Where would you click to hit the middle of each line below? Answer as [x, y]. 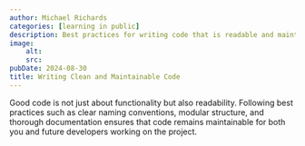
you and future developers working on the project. [103, 131]
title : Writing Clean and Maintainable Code [95, 77]
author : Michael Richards [58, 18]
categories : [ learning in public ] [75, 26]
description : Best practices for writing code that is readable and [142, 34]
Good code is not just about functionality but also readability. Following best [151, 102]
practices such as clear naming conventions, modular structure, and [137, 112]
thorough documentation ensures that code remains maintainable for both [148, 122]
